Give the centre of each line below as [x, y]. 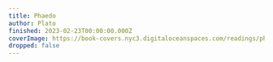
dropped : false [34, 46]
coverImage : [28, 38]
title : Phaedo [32, 16]
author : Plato [32, 23]
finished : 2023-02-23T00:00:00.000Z [70, 31]
